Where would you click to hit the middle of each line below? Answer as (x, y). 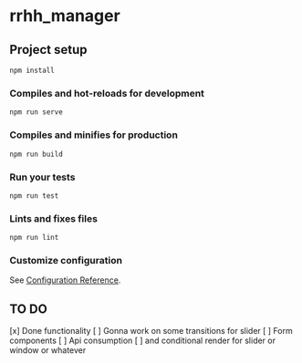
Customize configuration (66, 261)
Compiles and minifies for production (94, 135)
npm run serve (36, 112)
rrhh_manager (65, 16)
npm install (32, 70)
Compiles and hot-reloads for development (107, 93)
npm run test (34, 196)
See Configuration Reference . (65, 280)
